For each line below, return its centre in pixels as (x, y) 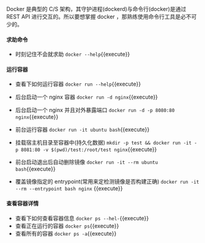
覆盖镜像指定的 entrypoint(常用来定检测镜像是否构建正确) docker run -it (107, 182)
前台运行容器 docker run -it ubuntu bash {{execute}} (82, 130)
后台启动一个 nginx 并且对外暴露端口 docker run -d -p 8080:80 (95, 110)
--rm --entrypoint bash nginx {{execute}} (69, 189)
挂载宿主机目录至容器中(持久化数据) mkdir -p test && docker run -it (103, 143)
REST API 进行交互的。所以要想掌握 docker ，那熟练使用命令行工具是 (94, 17)
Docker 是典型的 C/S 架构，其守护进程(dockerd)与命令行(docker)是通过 (96, 9)
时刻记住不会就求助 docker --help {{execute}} (73, 54)
